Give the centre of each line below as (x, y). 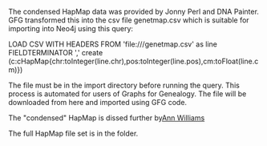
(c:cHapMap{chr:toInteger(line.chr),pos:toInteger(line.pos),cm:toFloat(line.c (133, 61)
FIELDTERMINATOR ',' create (56, 53)
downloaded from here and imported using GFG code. (97, 102)
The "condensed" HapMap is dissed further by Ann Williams (107, 118)
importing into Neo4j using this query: (71, 28)
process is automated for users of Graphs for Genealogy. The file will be (127, 94)
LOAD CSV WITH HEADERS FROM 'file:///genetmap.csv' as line (113, 44)
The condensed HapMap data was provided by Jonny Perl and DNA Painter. (133, 12)
